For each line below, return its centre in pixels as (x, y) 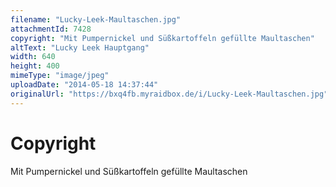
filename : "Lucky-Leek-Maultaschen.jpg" (96, 19)
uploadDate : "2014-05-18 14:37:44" (84, 85)
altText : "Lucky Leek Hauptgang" (80, 47)
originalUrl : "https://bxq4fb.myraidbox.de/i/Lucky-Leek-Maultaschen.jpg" (169, 94)
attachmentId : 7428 (51, 29)
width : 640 (33, 57)
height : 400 (35, 66)
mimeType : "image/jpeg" (60, 76)
